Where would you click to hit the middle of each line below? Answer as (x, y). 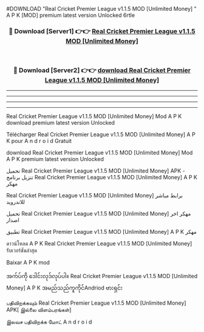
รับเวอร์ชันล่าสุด (22, 250)
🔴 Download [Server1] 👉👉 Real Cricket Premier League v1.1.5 (102, 31)
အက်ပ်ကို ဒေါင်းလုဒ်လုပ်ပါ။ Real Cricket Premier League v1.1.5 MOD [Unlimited (102, 276)
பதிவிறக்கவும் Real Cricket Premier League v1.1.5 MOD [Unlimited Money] (96, 303)
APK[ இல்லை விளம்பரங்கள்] (39, 310)
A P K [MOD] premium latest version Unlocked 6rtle (71, 15)
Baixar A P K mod (28, 262)
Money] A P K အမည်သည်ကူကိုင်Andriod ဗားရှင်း (65, 288)
